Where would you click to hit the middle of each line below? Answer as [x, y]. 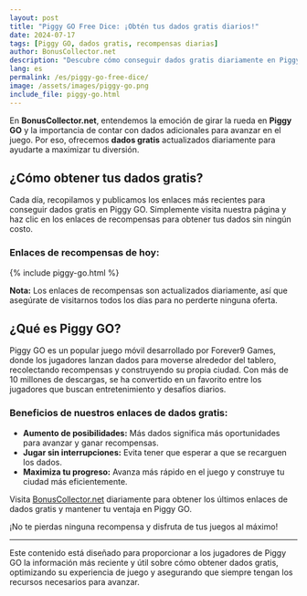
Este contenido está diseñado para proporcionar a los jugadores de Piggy [148, 552]
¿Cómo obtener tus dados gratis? [106, 178]
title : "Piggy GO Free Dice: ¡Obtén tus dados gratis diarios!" [134, 26]
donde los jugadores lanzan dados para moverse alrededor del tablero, [143, 361]
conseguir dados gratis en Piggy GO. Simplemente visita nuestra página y [148, 210]
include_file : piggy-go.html [65, 94]
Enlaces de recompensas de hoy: [85, 253]
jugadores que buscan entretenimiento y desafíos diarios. [118, 390]
